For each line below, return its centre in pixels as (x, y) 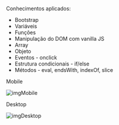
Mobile (14, 81)
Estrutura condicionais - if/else (52, 64)
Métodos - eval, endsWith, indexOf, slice (64, 70)
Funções (25, 32)
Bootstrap (27, 20)
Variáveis (26, 26)
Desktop (16, 104)
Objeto (23, 51)
